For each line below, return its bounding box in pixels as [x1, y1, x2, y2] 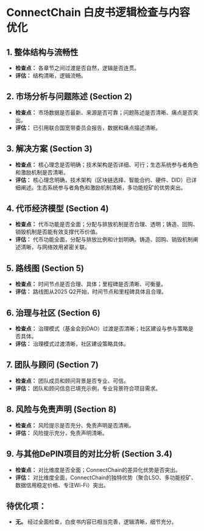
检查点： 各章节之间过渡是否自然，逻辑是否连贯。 [15, 65, 140, 71]
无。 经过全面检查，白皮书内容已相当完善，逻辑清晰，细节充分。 [15, 518, 177, 526]
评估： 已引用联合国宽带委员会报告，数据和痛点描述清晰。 [15, 124, 161, 131]
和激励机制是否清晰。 [15, 168, 69, 176]
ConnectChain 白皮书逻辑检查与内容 [6, 5, 191, 20]
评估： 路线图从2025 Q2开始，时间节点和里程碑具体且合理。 [15, 288, 167, 296]
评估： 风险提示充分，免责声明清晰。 [15, 429, 108, 437]
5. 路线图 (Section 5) [6, 263, 84, 273]
